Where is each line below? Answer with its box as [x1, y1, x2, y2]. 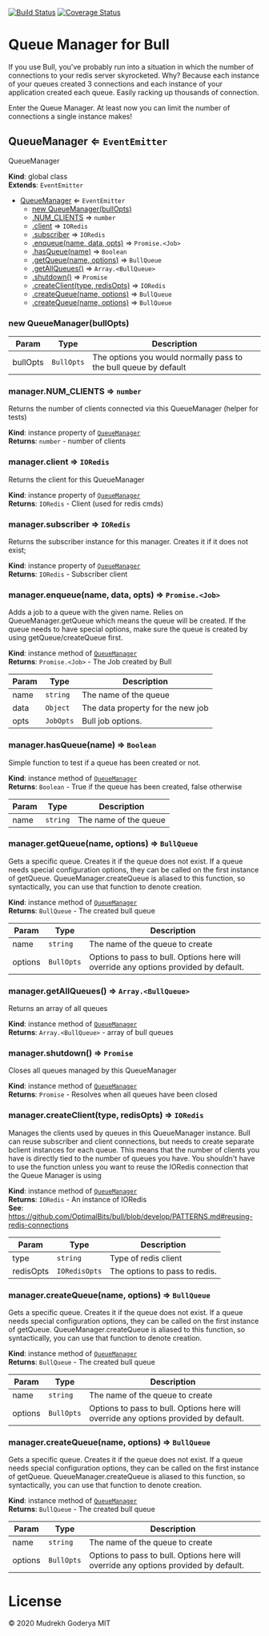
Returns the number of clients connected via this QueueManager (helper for [8, 404, 259, 414]
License [8, 1592, 62, 1610]
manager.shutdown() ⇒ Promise [8, 1048, 134, 1059]
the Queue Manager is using [8, 1170, 102, 1180]
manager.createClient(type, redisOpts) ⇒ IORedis [8, 1109, 204, 1121]
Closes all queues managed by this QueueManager [8, 1065, 177, 1076]
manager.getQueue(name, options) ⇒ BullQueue [8, 838, 199, 849]
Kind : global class [8, 171, 68, 181]
